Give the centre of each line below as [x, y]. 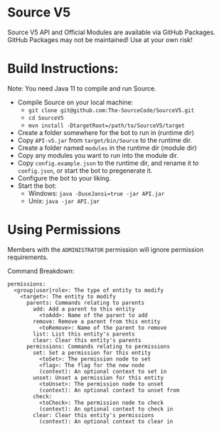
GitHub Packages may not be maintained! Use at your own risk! [100, 39]
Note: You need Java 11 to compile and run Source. [82, 88]
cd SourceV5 [46, 118]
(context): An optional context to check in [106, 409]
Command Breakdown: [41, 271]
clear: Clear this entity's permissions [94, 415]
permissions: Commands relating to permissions [98, 346]
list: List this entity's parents [84, 334]
